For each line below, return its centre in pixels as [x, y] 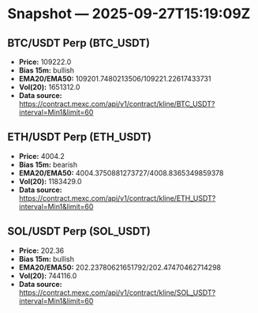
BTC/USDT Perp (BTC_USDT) [79, 43]
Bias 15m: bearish [48, 164]
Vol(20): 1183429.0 [50, 181]
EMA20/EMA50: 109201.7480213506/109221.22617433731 [115, 79]
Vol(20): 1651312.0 [49, 87]
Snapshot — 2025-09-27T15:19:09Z [129, 14]
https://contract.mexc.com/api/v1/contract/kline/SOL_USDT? [117, 292]
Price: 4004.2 [41, 156]
